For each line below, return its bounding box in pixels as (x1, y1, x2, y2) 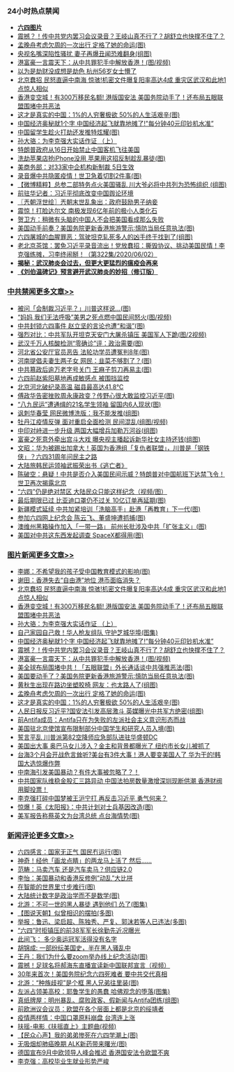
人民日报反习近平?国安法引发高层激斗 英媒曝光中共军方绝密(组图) (17, 706, 204, 715)
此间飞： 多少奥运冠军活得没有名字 (17, 935, 117, 944)
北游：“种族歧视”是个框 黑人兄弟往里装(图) (17, 978, 139, 987)
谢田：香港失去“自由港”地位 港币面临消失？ (17, 576, 141, 584)
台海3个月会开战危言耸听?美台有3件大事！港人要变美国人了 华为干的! (17, 750, 215, 759)
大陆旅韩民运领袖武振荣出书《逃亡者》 (17, 461, 127, 469)
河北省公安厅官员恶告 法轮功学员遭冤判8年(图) (17, 348, 150, 356)
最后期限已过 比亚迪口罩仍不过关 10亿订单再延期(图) (17, 496, 166, 504)
